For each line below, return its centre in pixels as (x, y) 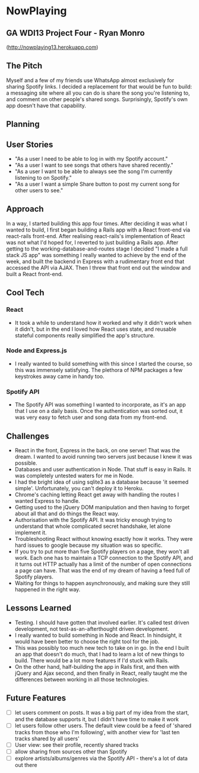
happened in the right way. (48, 589)
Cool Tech (25, 293)
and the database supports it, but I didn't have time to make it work (97, 719)
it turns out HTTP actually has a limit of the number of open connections (103, 564)
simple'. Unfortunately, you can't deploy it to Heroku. (79, 488)
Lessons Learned (39, 608)
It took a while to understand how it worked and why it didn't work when (103, 323)
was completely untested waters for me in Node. (74, 475)
